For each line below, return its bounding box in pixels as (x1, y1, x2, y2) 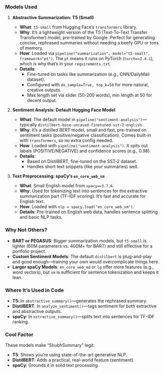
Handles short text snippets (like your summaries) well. (27, 164, 139, 170)
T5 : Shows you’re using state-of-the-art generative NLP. (12, 352, 127, 358)
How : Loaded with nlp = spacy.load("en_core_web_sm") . (19, 203, 134, 210)
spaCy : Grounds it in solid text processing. (12, 362, 99, 368)
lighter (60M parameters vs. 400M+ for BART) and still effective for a (12, 243, 153, 249)
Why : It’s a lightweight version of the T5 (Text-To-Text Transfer (19, 30, 148, 35)
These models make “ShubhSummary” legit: (5, 342, 95, 348)
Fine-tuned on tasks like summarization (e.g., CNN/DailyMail (27, 71, 150, 77)
